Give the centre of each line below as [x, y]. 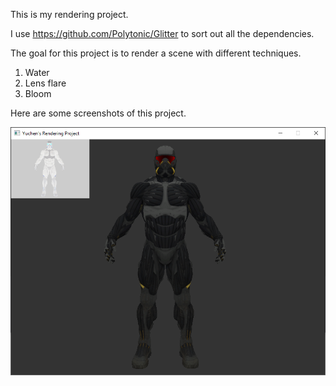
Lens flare [45, 83]
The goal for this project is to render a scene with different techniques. [156, 53]
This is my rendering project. [69, 14]
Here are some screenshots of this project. [98, 113]
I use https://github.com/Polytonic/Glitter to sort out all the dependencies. [162, 33]
